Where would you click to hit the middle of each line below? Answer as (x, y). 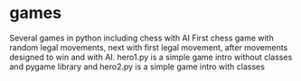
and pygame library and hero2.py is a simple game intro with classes (137, 67)
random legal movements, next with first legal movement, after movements (149, 47)
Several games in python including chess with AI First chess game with (141, 38)
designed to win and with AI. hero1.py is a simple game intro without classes (151, 57)
